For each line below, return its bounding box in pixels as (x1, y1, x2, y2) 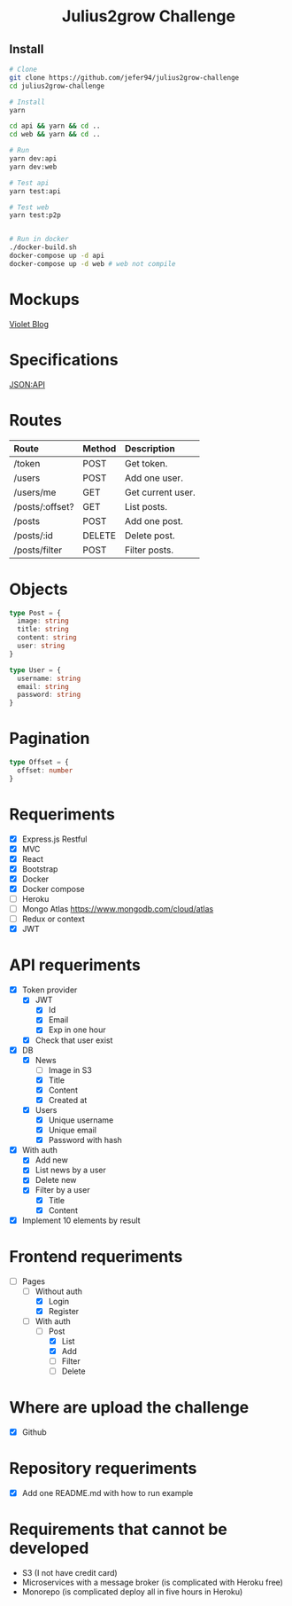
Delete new (35, 1175, 77, 1186)
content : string (17, 633, 77, 642)
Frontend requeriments (9, 1246, 183, 1266)
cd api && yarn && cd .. (9, 121, 101, 130)
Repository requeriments (9, 1459, 197, 1478)
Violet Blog (9, 318, 50, 329)
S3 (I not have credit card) (21, 1568, 118, 1579)
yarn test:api (9, 186, 62, 196)
